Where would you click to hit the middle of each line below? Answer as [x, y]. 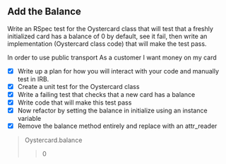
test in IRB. [33, 79]
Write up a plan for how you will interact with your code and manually [118, 71]
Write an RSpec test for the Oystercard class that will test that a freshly [111, 28]
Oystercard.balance [53, 140]
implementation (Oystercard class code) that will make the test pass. [107, 43]
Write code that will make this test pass [75, 102]
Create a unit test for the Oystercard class [78, 86]
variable [29, 119]
